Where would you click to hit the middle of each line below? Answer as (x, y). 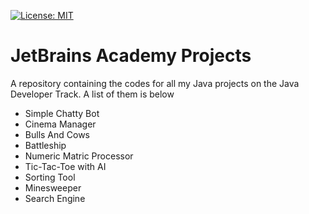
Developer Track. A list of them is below (92, 94)
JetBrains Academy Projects (131, 56)
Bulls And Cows (57, 134)
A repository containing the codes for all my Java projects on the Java (155, 83)
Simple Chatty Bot (62, 113)
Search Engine (55, 198)
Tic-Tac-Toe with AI (65, 166)
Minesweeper (53, 187)
